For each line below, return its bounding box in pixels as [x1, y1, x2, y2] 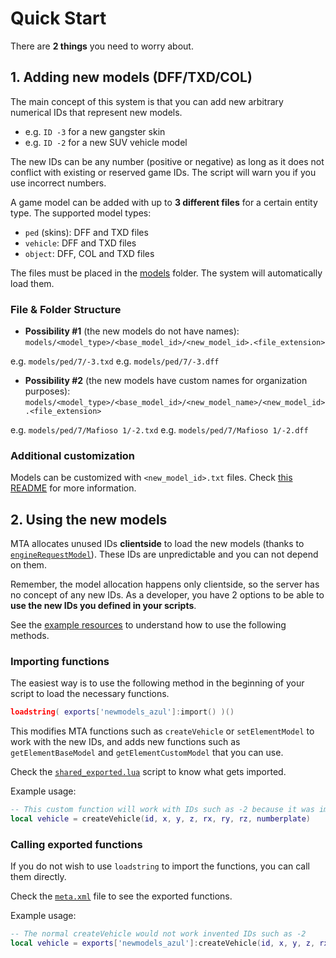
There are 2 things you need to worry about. [10, 40, 194, 52]
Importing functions [10, 655, 110, 669]
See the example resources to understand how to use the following [10, 619, 287, 631]
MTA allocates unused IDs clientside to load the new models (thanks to [10, 538, 305, 550]
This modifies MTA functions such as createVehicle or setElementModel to [10, 725, 315, 737]
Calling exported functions [10, 838, 143, 851]
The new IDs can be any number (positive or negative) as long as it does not [10, 155, 325, 167]
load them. [10, 277, 55, 289]
